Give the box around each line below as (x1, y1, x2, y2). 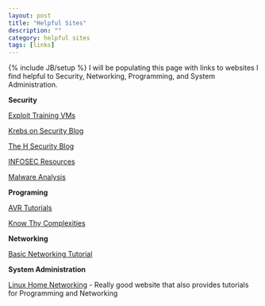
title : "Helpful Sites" (8, 19, 87, 27)
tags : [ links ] (8, 41, 56, 49)
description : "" (8, 26, 62, 34)
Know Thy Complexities (8, 219, 86, 228)
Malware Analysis (8, 172, 66, 182)
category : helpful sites (8, 33, 90, 42)
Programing (8, 188, 48, 197)
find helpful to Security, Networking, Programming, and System (8, 72, 216, 81)
